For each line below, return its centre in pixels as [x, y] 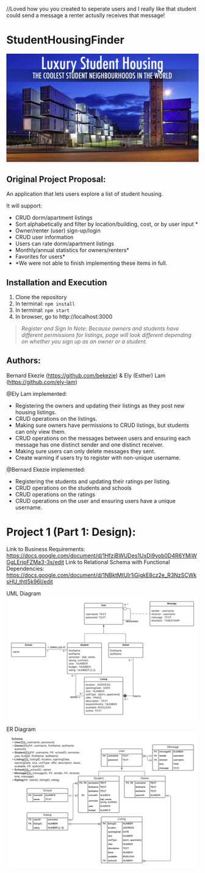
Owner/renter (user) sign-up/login [58, 231]
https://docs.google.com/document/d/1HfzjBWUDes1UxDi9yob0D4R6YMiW [102, 555]
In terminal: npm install [45, 304]
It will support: [24, 206]
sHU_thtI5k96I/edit [30, 581]
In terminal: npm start [42, 310]
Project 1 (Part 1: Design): [71, 532]
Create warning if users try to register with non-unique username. [98, 458]
